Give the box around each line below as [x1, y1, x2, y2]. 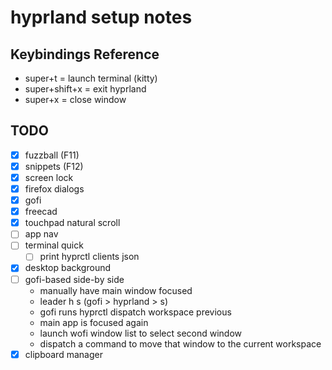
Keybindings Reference [10, 46, 160, 63]
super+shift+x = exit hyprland [24, 83, 147, 95]
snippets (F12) [24, 160, 84, 172]
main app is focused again [39, 316, 149, 328]
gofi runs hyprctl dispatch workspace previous [39, 306, 232, 318]
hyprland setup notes [10, 6, 193, 29]
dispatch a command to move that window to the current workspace [39, 337, 322, 350]
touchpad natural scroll [24, 217, 121, 229]
